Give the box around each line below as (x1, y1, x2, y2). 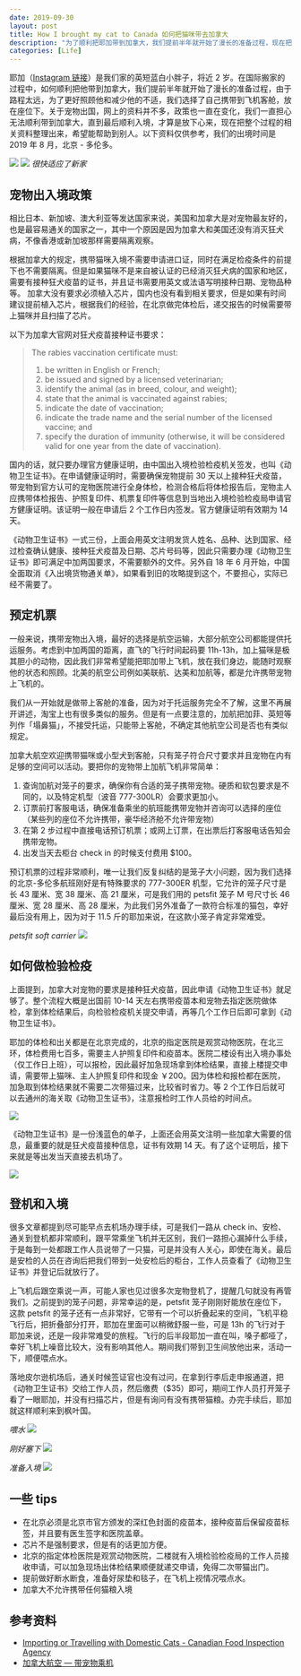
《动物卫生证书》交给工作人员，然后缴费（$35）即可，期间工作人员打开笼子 (9, 1383, 291, 1394)
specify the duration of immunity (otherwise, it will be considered (44, 431, 285, 442)
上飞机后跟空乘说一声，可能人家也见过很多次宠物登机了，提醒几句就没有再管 (9, 1285, 292, 1296)
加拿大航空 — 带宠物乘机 (21, 1657, 114, 1668)
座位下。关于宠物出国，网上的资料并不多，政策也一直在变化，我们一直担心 (16, 106, 292, 117)
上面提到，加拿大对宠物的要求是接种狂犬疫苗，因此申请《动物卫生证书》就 (9, 983, 284, 995)
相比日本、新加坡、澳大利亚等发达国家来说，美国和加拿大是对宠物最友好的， (9, 212, 292, 223)
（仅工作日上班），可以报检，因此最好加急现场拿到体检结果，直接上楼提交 (9, 1058, 280, 1069)
